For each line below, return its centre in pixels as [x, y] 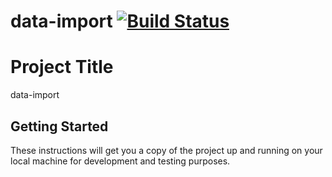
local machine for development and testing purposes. [120, 161]
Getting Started [59, 126]
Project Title [62, 67]
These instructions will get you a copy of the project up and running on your [166, 150]
